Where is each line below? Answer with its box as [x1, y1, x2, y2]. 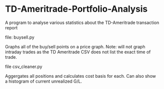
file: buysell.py [5, 34, 35, 40]
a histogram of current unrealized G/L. [5, 78, 82, 84]
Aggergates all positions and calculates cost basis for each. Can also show [5, 73, 156, 79]
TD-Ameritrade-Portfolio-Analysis [5, 3, 148, 15]
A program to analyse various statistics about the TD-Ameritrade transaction [5, 20, 159, 25]
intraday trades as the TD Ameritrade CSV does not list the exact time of [5, 49, 151, 55]
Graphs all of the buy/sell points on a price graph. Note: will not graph [5, 44, 145, 49]
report [5, 24, 18, 30]
